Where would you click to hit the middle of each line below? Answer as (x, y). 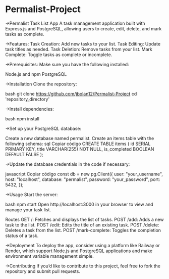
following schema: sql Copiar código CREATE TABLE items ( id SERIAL (78, 144)
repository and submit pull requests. (43, 271)
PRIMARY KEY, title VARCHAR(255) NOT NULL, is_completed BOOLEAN (80, 149)
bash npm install (22, 119)
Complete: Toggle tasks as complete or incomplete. (59, 55)
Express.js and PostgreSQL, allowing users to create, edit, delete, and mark (83, 28)
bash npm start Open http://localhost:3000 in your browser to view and (79, 204)
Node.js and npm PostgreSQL (36, 74)
